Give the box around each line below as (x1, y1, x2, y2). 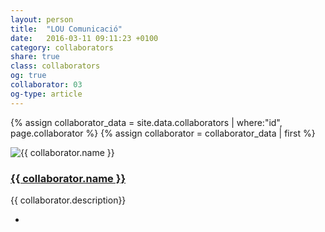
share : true (10, 52, 60, 62)
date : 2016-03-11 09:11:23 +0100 (10, 33, 159, 43)
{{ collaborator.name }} (10, 171, 127, 185)
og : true (10, 71, 47, 81)
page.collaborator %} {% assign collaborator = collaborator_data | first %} (10, 127, 316, 139)
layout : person (10, 14, 74, 25)
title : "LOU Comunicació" (10, 24, 123, 34)
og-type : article (10, 89, 83, 99)
